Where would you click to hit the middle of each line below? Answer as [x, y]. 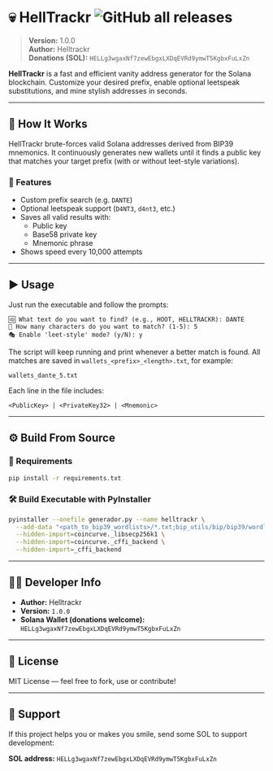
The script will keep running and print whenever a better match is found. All [134, 352]
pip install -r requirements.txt [65, 478]
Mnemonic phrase [63, 243]
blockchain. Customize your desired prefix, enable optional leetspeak [124, 82]
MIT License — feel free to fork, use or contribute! [92, 681]
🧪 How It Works [48, 124]
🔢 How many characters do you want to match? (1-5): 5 [103, 326]
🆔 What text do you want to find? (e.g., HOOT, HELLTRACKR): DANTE [127, 319]
